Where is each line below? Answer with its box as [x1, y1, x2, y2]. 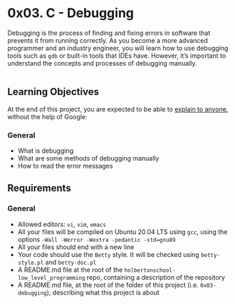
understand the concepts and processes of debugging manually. [7, 59, 197, 67]
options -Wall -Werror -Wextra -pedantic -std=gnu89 [17, 235, 176, 243]
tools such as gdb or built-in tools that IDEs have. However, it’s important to [7, 51, 226, 60]
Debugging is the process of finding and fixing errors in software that [7, 29, 211, 37]
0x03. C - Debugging [7, 5, 134, 21]
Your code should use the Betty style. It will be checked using [17, 250, 199, 258]
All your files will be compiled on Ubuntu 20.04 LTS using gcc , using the [17, 227, 228, 236]
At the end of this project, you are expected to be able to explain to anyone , [7, 105, 229, 113]
